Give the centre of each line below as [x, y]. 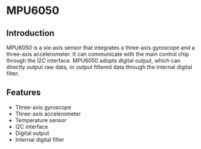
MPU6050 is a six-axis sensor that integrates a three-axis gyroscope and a [101, 47]
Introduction [31, 33]
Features [24, 93]
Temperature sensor [41, 120]
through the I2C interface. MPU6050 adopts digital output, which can [93, 61]
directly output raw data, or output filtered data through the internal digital [99, 67]
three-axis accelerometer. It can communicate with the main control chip [98, 54]
